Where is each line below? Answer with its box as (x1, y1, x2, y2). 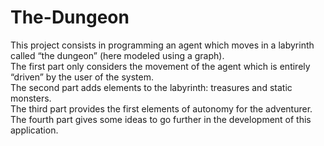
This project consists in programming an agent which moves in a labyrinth (10, 39, 315, 51)
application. (10, 124, 59, 136)
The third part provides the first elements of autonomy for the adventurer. (10, 102, 313, 115)
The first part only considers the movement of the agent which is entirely (10, 60, 311, 72)
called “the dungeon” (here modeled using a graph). (10, 49, 225, 61)
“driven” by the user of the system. (10, 71, 154, 83)
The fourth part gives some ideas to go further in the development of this (10, 113, 312, 125)
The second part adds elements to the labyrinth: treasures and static (10, 81, 293, 93)
